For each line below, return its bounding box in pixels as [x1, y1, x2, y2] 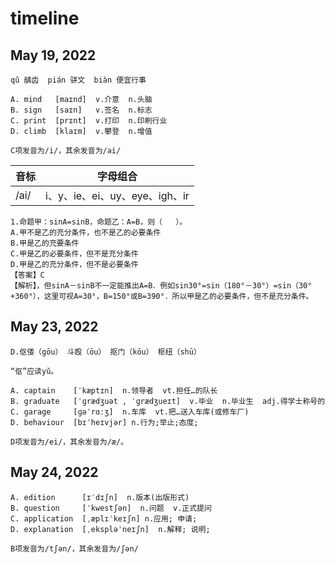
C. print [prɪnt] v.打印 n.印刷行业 [10, 116, 168, 126]
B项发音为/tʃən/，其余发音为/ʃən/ [10, 543, 139, 554]
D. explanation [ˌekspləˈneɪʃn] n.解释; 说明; [10, 524, 211, 534]
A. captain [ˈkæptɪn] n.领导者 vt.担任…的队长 [10, 385, 218, 396]
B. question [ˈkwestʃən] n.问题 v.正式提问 [10, 503, 212, 513]
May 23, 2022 [10, 318, 99, 336]
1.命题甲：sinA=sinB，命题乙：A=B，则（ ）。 [10, 217, 188, 227]
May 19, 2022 [10, 47, 97, 64]
